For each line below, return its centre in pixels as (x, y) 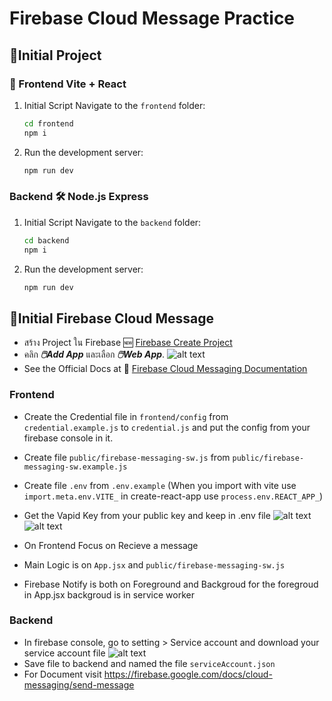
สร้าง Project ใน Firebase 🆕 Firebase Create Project (128, 343)
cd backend (46, 240)
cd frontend (48, 123)
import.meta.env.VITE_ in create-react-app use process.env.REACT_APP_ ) (173, 496)
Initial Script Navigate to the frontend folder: (114, 105)
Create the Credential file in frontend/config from (126, 416)
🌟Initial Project (55, 55)
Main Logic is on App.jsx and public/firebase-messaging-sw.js (154, 564)
